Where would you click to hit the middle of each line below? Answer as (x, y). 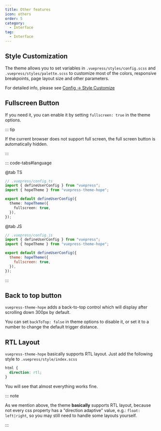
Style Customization (36, 56)
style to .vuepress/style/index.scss (41, 359)
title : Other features (28, 9)
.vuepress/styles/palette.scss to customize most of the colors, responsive (81, 73)
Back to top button (33, 295)
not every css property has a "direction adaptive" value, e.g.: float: (73, 410)
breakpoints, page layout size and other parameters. (57, 78)
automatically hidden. (27, 144)
